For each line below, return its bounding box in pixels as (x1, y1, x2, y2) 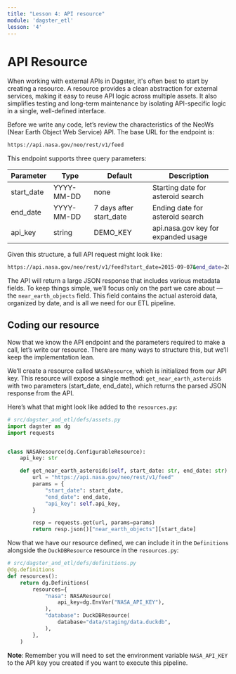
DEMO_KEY (93, 228, 132, 238)
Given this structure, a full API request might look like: (7, 250, 163, 259)
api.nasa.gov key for (152, 223, 219, 233)
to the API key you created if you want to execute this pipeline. (7, 659, 188, 667)
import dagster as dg (7, 423, 71, 430)
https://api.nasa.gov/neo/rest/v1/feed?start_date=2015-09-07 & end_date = (7, 264, 225, 271)
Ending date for (152, 203, 204, 213)
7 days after (93, 203, 133, 213)
